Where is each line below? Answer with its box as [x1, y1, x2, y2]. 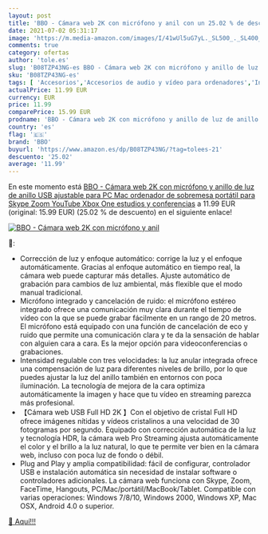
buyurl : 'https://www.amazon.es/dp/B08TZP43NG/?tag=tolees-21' [8, 145, 223, 153]
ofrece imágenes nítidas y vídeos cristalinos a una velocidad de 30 [19, 417, 240, 426]
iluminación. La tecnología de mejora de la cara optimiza [19, 381, 206, 391]
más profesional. [19, 398, 75, 408]
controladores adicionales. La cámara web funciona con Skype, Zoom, [19, 476, 252, 485]
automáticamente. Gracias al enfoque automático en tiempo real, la [19, 263, 241, 272]
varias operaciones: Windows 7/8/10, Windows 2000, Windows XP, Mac [19, 492, 258, 503]
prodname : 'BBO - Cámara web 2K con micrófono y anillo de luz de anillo [8, 116, 259, 124]
